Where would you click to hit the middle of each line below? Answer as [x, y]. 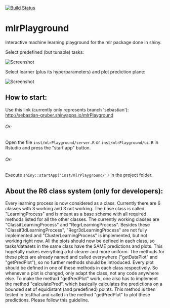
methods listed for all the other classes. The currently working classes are [82, 219]
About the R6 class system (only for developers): [84, 191]
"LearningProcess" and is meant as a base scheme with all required [76, 214]
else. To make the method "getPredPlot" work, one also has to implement [81, 278]
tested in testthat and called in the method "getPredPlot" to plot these [78, 294]
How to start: [26, 98]
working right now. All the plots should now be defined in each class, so [80, 241]
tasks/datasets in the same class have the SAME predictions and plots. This [84, 246]
